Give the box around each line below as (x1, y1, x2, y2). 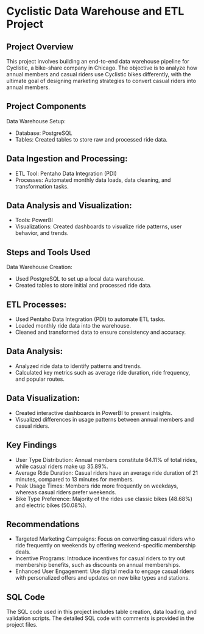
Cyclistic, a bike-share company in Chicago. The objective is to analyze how (6, 64, 198, 71)
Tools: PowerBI (15, 217, 54, 224)
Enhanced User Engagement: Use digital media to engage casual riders (15, 567, 195, 575)
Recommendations (6, 519, 80, 529)
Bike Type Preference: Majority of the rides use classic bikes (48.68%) (15, 495, 193, 502)
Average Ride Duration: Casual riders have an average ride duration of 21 (15, 469, 199, 477)
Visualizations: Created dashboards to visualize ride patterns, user (15, 223, 182, 230)
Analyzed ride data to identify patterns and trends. (15, 362, 142, 370)
